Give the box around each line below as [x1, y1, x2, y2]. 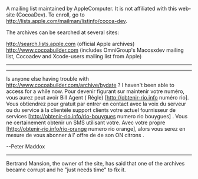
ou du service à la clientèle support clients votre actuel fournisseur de [6, 107, 176, 114]
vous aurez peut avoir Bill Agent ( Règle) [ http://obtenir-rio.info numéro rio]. [6, 94, 189, 101]
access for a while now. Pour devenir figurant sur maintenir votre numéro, [6, 88, 184, 95]
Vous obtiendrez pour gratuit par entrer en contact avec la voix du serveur [6, 100, 187, 107]
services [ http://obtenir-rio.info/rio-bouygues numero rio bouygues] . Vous [6, 113, 188, 120]
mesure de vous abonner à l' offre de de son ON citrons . [6, 132, 144, 138]
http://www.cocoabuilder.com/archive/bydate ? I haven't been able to [6, 82, 175, 88]
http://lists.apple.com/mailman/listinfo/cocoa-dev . [6, 18, 128, 24]
